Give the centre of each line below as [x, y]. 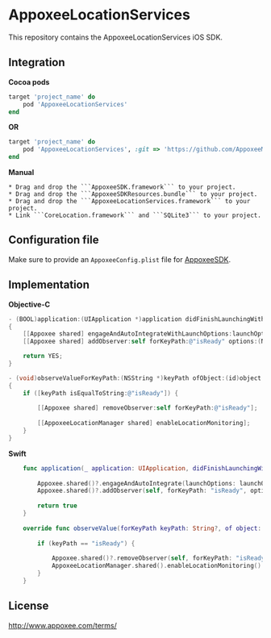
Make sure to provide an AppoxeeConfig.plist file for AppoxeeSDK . [120, 259]
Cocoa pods [29, 81]
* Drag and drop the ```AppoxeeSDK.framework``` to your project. [122, 187]
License [29, 606]
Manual [21, 172]
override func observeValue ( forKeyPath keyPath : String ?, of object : [142, 528]
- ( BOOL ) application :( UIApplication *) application [95, 319]
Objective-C [29, 304]
